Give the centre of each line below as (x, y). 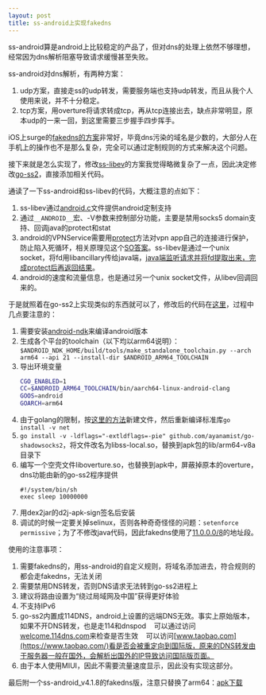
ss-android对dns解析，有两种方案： (67, 73)
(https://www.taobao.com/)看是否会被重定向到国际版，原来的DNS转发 (134, 646)
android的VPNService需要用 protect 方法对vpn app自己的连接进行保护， (136, 237)
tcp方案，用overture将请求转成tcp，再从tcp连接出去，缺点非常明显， (133, 110)
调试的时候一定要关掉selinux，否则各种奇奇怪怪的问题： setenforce (129, 522)
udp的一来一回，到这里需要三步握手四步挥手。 (103, 120)
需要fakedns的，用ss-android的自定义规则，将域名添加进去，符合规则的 (137, 566)
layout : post (30, 16)
